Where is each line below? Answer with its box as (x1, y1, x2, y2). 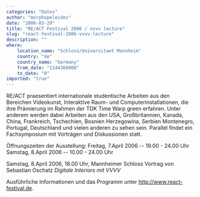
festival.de (6, 184, 33, 192)
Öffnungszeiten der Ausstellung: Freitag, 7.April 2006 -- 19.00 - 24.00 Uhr (6, 142, 190, 150)
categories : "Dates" (6, 8, 58, 15)
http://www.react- (138, 178, 183, 186)
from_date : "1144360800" (17, 64, 80, 71)
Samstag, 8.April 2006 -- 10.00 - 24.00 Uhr (6, 148, 113, 156)
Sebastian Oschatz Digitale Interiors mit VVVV (6, 166, 121, 174)
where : (6, 43, 23, 49)
